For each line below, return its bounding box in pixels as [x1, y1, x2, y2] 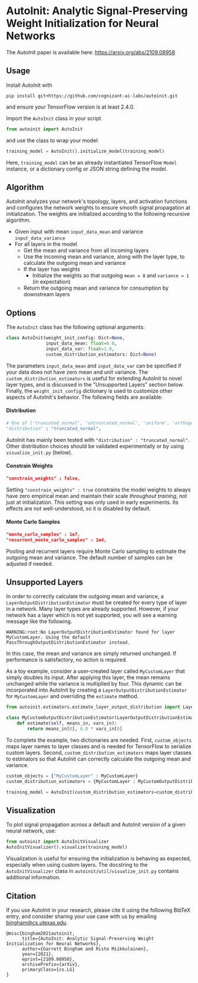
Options [6, 308, 37, 318]
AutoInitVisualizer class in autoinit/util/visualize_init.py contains [6, 867, 179, 874]
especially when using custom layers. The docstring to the [6, 861, 148, 869]
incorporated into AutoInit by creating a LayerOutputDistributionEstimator [6, 686, 187, 694]
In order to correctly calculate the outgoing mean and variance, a [6, 593, 164, 600]
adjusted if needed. [6, 560, 54, 567]
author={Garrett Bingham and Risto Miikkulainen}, [21, 946, 149, 952]
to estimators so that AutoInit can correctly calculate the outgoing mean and [6, 755, 191, 762]
